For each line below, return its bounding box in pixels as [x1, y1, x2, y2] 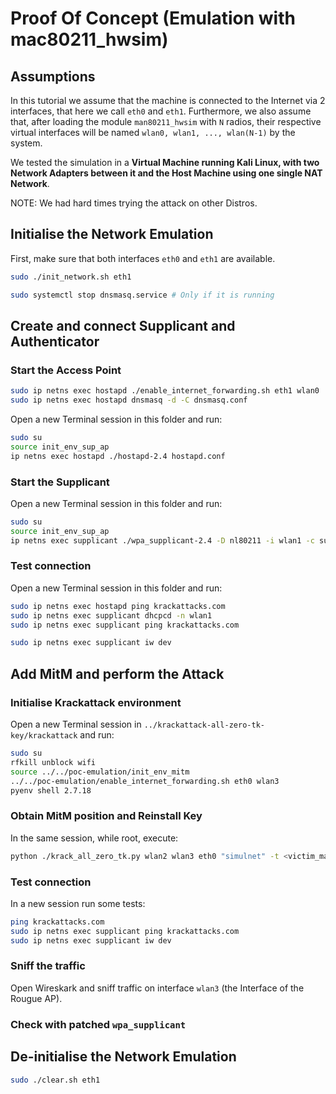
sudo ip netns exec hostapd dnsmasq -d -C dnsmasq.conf [10, 395, 248, 406]
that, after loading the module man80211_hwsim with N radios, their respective [10, 116, 322, 127]
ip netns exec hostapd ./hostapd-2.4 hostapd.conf [10, 451, 226, 461]
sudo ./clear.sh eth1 [10, 1075, 101, 1085]
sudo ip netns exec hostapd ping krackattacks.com [10, 601, 226, 611]
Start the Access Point [10, 363, 122, 377]
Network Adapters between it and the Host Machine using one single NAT [10, 167, 323, 179]
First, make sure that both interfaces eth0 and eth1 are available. [10, 252, 276, 264]
